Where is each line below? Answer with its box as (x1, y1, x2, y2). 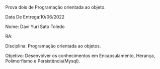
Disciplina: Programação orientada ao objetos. (5, 43, 101, 49)
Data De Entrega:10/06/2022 (5, 14, 65, 19)
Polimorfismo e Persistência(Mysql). (5, 58, 81, 64)
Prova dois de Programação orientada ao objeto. (5, 4, 106, 10)
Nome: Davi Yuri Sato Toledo (5, 23, 65, 29)
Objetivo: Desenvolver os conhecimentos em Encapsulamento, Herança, (5, 52, 155, 58)
